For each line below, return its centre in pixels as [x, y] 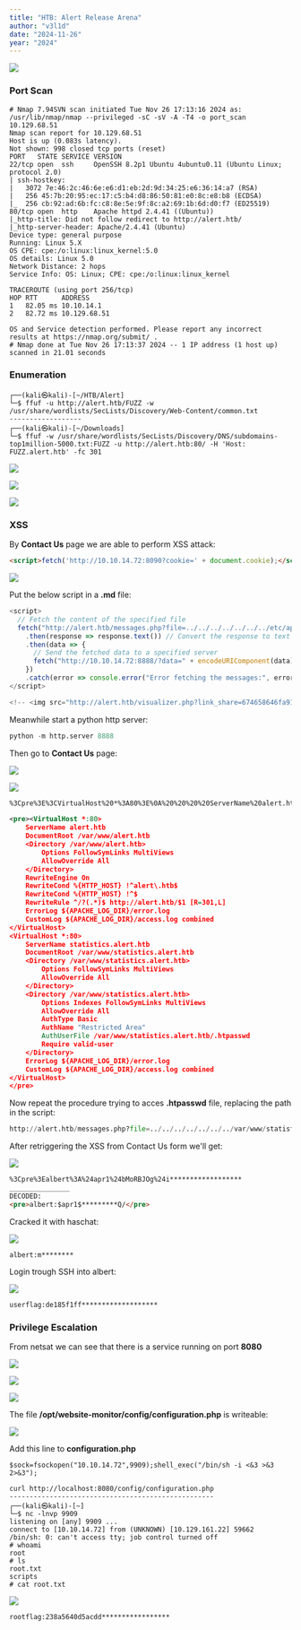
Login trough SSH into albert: [63, 1271]
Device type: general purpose [66, 235]
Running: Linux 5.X [46, 243]
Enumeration [38, 375]
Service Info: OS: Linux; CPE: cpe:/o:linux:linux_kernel [120, 274]
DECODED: [26, 1196]
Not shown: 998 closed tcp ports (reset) [88, 149]
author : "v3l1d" [39, 26]
